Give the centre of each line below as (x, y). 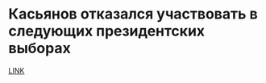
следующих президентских (107, 31)
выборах (39, 48)
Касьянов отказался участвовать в (133, 14)
